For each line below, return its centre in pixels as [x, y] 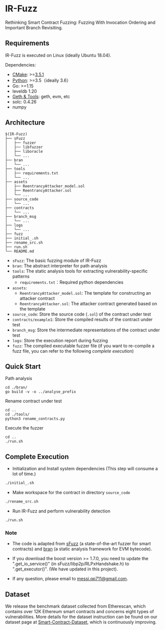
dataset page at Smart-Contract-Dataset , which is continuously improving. [81, 622]
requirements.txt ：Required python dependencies [71, 282]
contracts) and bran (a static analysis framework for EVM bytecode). [82, 549]
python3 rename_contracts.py [35, 419]
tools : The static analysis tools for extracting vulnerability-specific [80, 271]
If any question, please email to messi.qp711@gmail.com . [70, 579]
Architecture [25, 123]
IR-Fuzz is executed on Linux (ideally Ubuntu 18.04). [58, 55]
